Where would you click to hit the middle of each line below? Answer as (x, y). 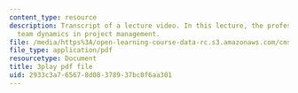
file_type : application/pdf (61, 50)
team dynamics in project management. (89, 34)
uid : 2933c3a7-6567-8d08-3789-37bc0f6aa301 (91, 75)
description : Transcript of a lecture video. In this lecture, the (137, 26)
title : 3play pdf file (51, 67)
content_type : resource (53, 17)
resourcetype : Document (53, 58)
